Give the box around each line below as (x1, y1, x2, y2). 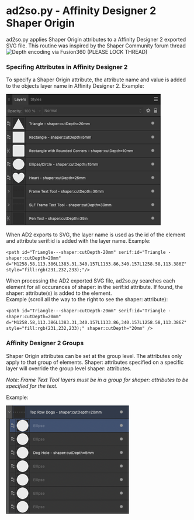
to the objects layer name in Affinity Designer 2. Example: (6, 82, 144, 89)
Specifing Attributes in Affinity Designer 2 (6, 63, 128, 71)
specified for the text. (6, 382, 58, 390)
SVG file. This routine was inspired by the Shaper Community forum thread (6, 42, 186, 49)
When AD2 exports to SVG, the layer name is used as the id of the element (6, 231, 185, 238)
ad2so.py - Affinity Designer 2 (6, 4, 157, 18)
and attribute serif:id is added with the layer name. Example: (6, 237, 151, 244)
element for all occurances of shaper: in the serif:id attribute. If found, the (6, 284, 183, 291)
